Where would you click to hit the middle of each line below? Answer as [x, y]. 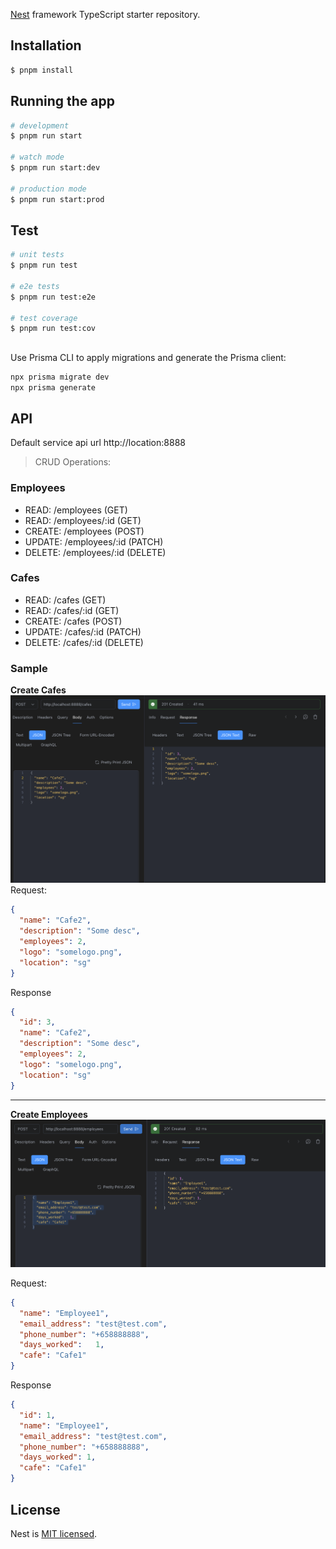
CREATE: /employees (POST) [84, 531]
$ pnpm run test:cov [53, 329]
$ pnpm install [42, 70]
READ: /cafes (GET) [65, 600]
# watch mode [37, 157]
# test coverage [44, 318]
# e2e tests [35, 286]
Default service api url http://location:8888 [98, 443]
